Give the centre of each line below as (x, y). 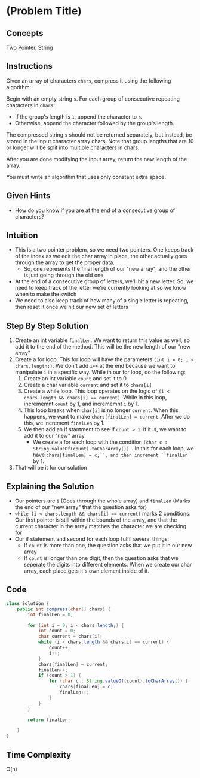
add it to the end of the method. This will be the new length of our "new (103, 347)
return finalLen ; (49, 720)
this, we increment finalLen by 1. (64, 423)
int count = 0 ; (57, 631)
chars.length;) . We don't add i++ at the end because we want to (95, 366)
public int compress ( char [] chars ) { (64, 609)
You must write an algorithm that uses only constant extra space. (86, 177)
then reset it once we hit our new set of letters (71, 307)
